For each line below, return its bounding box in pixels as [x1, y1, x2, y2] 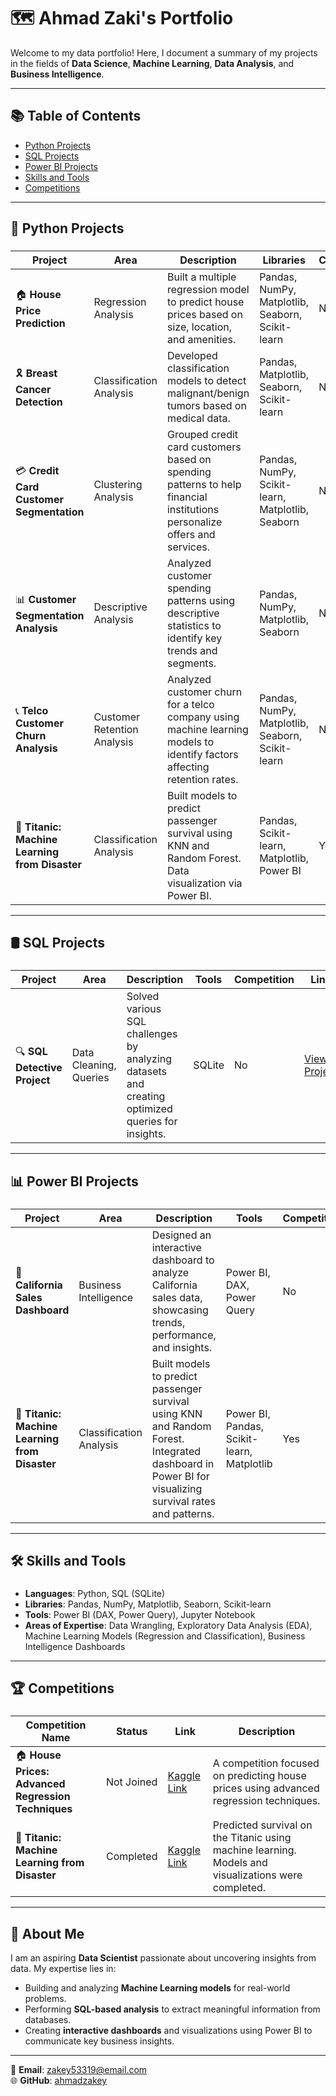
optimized [126, 1102, 173, 1116]
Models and [212, 1856, 268, 1870]
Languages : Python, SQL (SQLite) [24, 1588, 166, 1599]
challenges [126, 1027, 178, 1041]
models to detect [166, 374, 247, 388]
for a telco [166, 698, 215, 712]
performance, [151, 1328, 217, 1342]
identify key [166, 631, 223, 645]
